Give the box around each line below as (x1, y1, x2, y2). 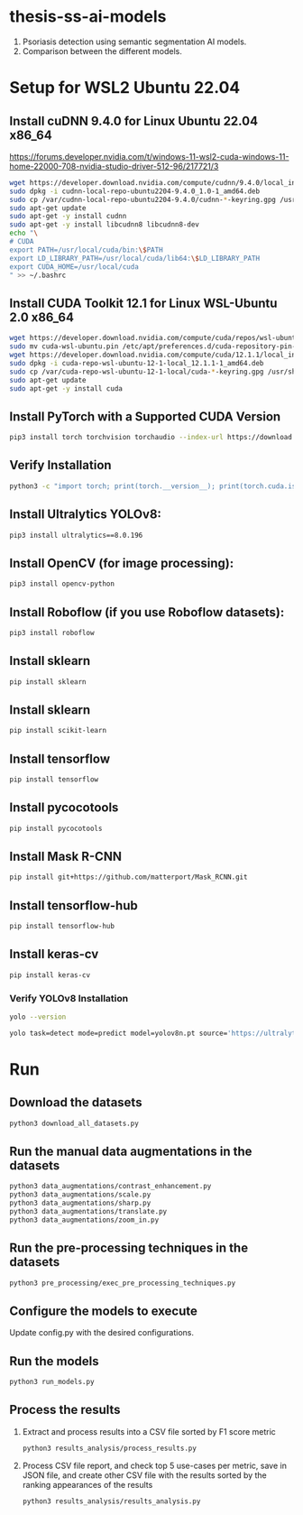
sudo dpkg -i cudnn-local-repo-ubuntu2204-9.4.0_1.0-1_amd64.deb (9, 187, 260, 196)
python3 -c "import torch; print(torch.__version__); (9, 481, 216, 491)
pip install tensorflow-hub (9, 922, 115, 931)
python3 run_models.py (9, 1378, 95, 1387)
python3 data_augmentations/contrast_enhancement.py (9, 1182, 212, 1191)
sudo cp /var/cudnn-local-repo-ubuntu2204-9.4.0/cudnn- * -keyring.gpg (9, 195, 277, 204)
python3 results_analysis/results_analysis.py (22, 1496, 201, 1506)
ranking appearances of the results (22, 1479, 153, 1490)
